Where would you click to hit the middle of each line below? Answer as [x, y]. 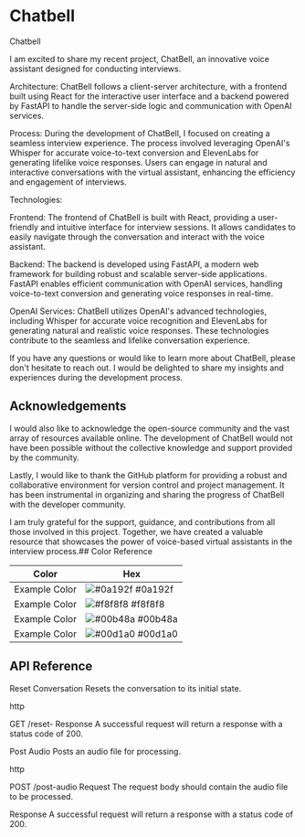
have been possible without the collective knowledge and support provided [151, 447]
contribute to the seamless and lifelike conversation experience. [130, 340]
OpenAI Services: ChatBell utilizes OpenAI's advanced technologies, [138, 311]
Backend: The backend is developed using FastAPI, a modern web [134, 264]
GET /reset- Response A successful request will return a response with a [146, 724]
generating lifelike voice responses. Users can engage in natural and [138, 162]
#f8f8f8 [148, 604]
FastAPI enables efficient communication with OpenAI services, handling [146, 284]
